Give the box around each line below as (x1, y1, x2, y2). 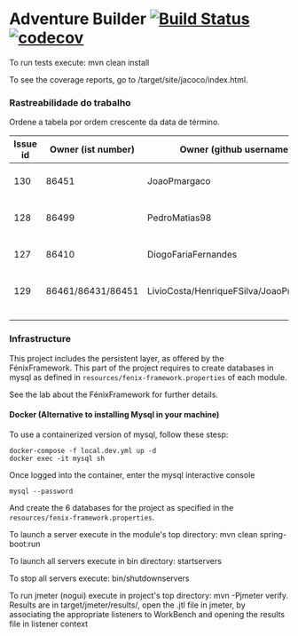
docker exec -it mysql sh (9, 454, 105, 463)
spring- (259, 529, 286, 539)
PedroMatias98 (147, 211, 212, 224)
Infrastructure (9, 333, 72, 346)
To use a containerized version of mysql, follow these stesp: (9, 429, 229, 440)
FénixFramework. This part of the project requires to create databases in (9, 362, 274, 373)
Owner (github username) (179, 143, 293, 155)
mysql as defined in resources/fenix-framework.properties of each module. (9, 371, 287, 382)
